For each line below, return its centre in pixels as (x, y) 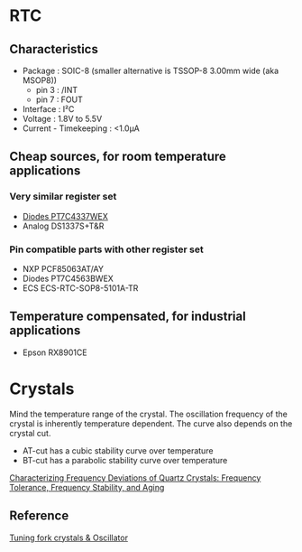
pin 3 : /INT (57, 90)
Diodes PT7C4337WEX (65, 216)
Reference (39, 516)
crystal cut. (30, 433)
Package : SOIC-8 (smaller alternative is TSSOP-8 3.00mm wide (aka (151, 70)
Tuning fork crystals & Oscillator (69, 538)
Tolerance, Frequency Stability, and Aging (87, 487)
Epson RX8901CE (55, 352)
